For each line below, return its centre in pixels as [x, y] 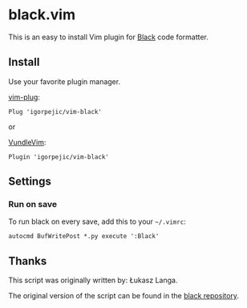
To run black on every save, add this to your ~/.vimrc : [97, 221]
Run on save [33, 205]
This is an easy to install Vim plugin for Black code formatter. [108, 37]
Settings [30, 182]
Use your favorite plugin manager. [65, 81]
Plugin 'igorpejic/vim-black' [59, 157]
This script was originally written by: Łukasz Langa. [93, 280]
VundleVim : [27, 142]
